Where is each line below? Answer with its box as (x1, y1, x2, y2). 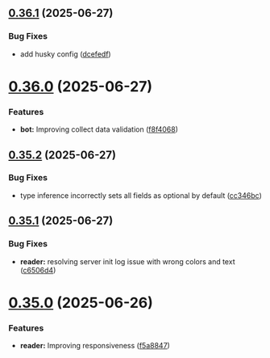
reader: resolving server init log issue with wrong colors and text (19, 256, 235, 266)
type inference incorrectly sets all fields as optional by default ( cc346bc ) (19, 190, 262, 200)
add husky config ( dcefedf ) (19, 48, 111, 59)
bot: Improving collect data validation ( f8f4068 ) (19, 124, 179, 134)
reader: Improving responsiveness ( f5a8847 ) (19, 341, 171, 351)
